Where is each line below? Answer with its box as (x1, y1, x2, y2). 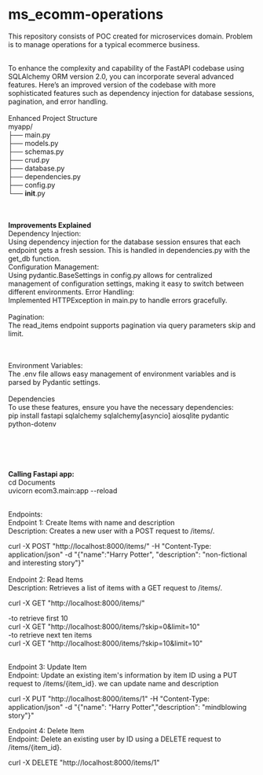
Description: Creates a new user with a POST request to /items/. (8, 526, 215, 536)
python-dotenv (8, 419, 57, 429)
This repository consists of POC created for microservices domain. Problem (8, 31, 254, 41)
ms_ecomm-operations (8, 5, 163, 24)
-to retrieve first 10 (8, 613, 68, 623)
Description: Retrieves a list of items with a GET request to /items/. (8, 583, 222, 592)
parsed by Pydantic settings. (8, 377, 100, 386)
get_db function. (8, 254, 61, 263)
